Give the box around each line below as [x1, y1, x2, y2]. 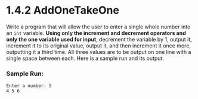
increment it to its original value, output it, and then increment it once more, [6, 42, 191, 49]
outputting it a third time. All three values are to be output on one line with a [6, 48, 191, 55]
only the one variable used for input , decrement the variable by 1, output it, [6, 36, 192, 43]
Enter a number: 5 [6, 83, 52, 89]
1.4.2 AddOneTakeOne [6, 4, 119, 17]
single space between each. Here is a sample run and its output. [6, 55, 164, 62]
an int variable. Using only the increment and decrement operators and [6, 29, 186, 36]
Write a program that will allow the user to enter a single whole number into [6, 23, 191, 30]
